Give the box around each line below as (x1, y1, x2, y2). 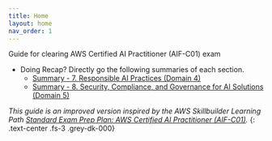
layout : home (8, 19, 53, 28)
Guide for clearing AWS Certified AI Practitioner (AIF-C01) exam (8, 49, 221, 59)
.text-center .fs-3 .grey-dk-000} (8, 123, 116, 134)
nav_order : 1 (8, 27, 53, 35)
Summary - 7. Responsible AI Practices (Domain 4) (32, 74, 201, 83)
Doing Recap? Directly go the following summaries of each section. (19, 65, 244, 75)
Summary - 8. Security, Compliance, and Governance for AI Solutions (32, 82, 264, 92)
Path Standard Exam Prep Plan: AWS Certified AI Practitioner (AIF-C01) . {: (8, 115, 256, 125)
